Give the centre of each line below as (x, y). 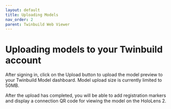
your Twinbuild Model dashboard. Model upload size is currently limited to (84, 80)
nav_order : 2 (19, 19)
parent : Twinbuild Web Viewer (38, 24)
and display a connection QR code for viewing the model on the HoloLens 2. (86, 101)
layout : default (23, 10)
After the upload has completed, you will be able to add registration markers (86, 96)
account (23, 61)
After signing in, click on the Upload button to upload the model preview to (84, 75)
